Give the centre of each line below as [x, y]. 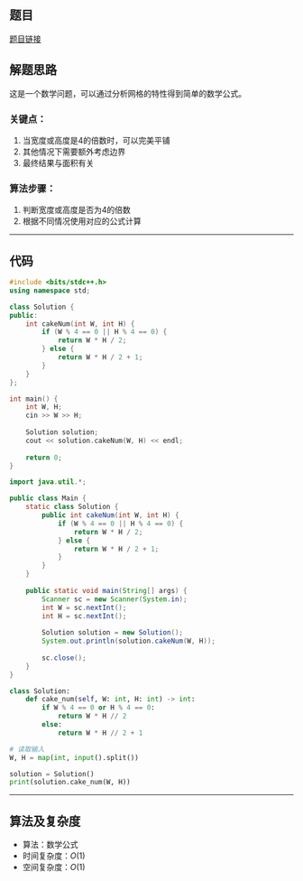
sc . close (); [64, 658]
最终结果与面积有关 [58, 162]
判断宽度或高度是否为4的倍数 [76, 210]
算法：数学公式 [50, 845]
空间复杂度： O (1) [54, 867]
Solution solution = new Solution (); [112, 633]
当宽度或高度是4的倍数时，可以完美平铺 [96, 140]
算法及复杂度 [45, 821]
